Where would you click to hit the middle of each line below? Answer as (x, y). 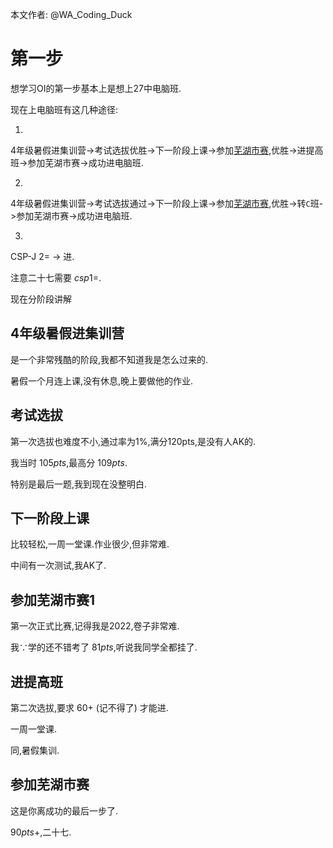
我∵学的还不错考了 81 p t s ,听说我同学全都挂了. (104, 647)
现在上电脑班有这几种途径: (64, 109)
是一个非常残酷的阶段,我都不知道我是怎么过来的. (109, 359)
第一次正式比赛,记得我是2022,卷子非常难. (95, 626)
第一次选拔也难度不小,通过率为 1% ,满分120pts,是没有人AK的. (133, 441)
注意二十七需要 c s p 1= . (56, 277)
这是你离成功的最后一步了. (64, 810)
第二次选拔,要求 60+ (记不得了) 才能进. (89, 707)
